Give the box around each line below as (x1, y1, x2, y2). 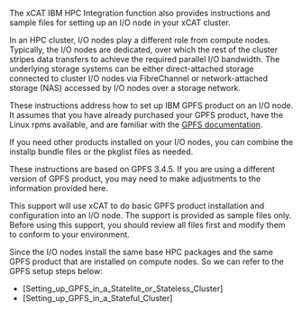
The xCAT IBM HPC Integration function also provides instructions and (9, 8, 270, 18)
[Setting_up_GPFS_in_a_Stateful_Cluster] (22, 293, 173, 303)
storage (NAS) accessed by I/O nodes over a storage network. (9, 83, 242, 93)
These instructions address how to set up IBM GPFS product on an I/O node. (9, 100, 294, 111)
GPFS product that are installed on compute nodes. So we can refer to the (9, 256, 284, 267)
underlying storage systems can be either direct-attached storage (9, 63, 254, 74)
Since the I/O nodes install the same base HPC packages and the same (9, 247, 273, 257)
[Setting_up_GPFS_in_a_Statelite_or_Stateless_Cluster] (22, 283, 224, 294)
